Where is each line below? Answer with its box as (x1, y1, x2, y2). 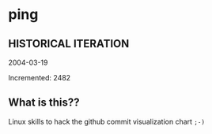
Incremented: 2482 (8, 73, 71, 82)
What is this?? (8, 96, 80, 110)
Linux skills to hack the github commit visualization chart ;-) (8, 117, 206, 126)
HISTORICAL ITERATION (8, 37, 130, 50)
